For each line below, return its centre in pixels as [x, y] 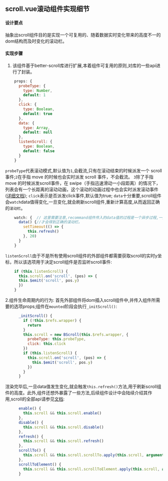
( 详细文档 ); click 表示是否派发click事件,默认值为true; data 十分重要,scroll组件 [83, 195]
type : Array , [37, 128]
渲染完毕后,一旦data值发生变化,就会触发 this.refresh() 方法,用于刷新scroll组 [83, 386]
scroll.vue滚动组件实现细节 [47, 9]
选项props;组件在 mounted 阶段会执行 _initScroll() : [65, 306]
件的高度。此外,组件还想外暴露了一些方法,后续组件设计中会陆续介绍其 [77, 393]
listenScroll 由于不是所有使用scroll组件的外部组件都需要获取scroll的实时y [81, 256]
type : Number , [38, 91]
